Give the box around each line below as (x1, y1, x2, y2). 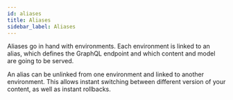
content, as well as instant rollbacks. (7, 85, 111, 94)
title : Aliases (7, 17, 51, 24)
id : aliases (7, 10, 42, 17)
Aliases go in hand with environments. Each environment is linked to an (7, 42, 210, 51)
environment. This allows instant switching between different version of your (7, 78, 226, 86)
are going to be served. (7, 57, 74, 65)
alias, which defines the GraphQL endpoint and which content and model (7, 49, 216, 58)
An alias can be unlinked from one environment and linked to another (7, 70, 205, 78)
